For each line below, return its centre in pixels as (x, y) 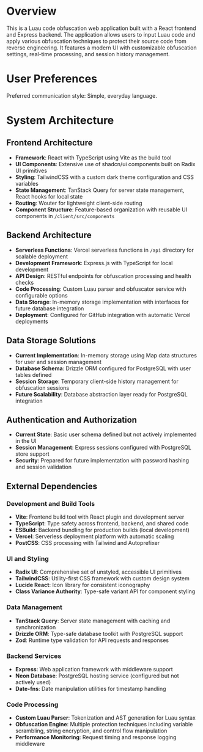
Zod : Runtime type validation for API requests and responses (92, 640)
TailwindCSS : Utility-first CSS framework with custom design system (102, 579)
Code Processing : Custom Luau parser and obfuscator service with (101, 289)
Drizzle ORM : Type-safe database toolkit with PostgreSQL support (99, 633)
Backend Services (34, 656)
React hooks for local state (49, 196)
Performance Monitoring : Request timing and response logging (96, 737)
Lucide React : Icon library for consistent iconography (83, 585)
